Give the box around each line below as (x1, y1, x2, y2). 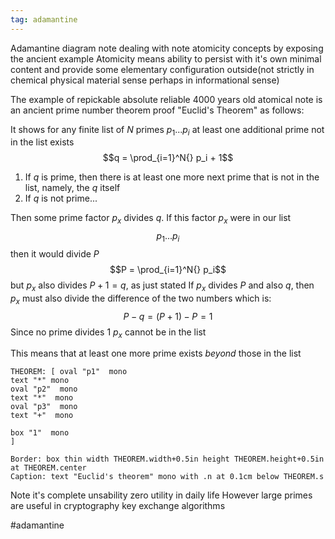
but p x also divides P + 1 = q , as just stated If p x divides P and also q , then (10, 279, 315, 293)
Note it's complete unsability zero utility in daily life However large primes (10, 489, 313, 501)
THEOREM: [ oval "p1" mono (10, 367, 128, 377)
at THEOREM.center (10, 463, 87, 473)
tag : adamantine (10, 14, 78, 25)
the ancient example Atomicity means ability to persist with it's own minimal (10, 52, 322, 65)
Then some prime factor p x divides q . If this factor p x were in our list (10, 212, 292, 226)
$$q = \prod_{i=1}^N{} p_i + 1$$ (102, 152, 234, 164)
